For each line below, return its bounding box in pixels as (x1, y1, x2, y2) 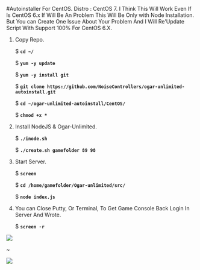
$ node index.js (14, 193, 55, 200)
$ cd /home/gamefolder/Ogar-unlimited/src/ (14, 181, 125, 189)
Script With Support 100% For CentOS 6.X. (6, 24, 113, 31)
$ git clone (14, 83, 45, 90)
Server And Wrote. (14, 211, 61, 218)
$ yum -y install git (14, 71, 69, 78)
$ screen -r (14, 223, 45, 230)
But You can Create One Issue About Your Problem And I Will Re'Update (6, 18, 185, 25)
